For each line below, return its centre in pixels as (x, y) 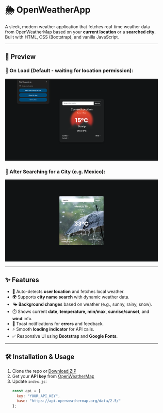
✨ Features (22, 280)
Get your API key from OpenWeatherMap (53, 376)
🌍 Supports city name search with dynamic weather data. (71, 297)
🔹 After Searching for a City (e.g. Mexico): (55, 172)
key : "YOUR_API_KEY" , (39, 396)
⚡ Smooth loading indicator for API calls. (53, 329)
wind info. (22, 318)
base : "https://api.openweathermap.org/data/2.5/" (69, 401)
